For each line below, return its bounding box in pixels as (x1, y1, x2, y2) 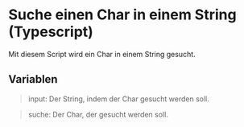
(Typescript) (8, 23, 94, 41)
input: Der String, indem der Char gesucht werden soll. (27, 94, 209, 104)
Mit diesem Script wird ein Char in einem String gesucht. (8, 49, 196, 59)
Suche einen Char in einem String (8, 6, 237, 24)
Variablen (8, 72, 58, 86)
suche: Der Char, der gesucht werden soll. (27, 109, 169, 119)
